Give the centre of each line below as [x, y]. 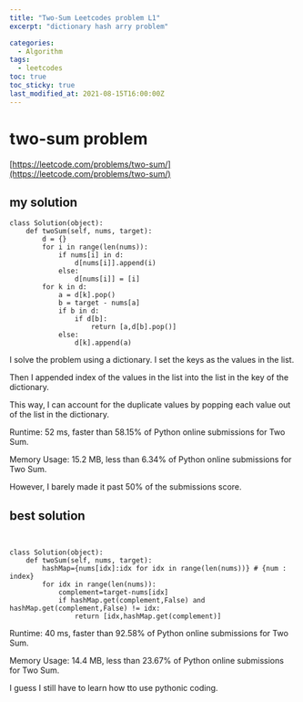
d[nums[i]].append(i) [115, 263]
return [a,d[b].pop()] [134, 327]
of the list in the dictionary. [59, 415]
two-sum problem [79, 139]
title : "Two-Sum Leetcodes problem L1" [85, 18]
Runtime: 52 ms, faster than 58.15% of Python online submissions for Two [147, 432]
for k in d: [65, 287]
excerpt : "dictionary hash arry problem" [89, 26]
